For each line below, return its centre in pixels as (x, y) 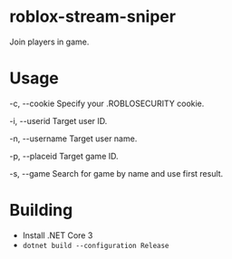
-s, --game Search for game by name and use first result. (116, 173)
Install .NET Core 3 (58, 235)
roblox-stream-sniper (93, 17)
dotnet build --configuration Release (96, 245)
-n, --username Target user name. (73, 139)
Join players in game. (49, 42)
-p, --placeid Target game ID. (64, 156)
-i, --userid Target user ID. (58, 120)
